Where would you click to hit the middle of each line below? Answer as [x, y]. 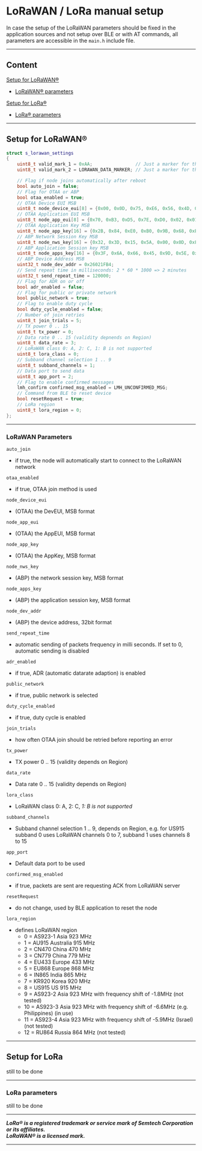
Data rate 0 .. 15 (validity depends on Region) [71, 784]
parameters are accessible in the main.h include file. [71, 40]
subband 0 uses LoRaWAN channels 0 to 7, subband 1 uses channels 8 [103, 834]
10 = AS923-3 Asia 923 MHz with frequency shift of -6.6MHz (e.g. [106, 1007]
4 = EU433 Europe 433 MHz [59, 962]
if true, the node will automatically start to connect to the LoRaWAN [98, 460]
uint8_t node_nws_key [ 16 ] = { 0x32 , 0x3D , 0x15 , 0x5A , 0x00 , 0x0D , [102, 242]
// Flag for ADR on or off [51, 281]
